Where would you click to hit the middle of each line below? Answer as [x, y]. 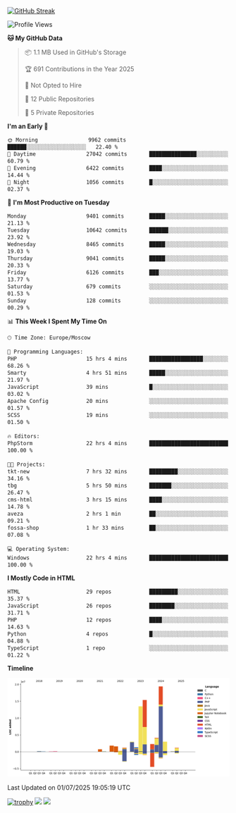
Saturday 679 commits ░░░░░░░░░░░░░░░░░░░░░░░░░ [118, 287]
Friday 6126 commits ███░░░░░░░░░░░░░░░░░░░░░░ [118, 273]
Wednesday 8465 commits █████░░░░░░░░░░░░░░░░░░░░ [118, 244]
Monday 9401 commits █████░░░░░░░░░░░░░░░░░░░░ [118, 216]
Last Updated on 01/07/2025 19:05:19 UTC [69, 788]
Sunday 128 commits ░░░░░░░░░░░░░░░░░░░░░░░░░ [118, 301]
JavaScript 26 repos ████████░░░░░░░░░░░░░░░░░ [118, 606]
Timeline [20, 668]
